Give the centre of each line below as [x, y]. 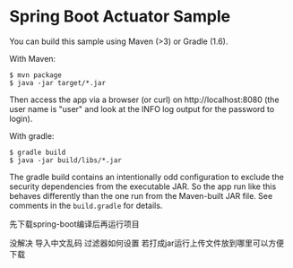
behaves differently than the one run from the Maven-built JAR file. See [141, 195]
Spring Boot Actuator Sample [120, 17]
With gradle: [32, 135]
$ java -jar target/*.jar [57, 82]
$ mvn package [36, 75]
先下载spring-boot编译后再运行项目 [74, 224]
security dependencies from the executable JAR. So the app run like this [143, 186]
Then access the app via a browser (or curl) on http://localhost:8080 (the [144, 99]
